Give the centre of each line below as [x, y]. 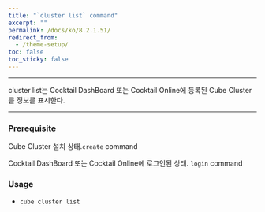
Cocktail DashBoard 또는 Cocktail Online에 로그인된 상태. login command [125, 163]
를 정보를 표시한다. [37, 100]
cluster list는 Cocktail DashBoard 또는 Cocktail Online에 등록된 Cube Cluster [130, 90]
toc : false [26, 52]
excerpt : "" [28, 23]
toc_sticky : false [38, 60]
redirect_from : [33, 37]
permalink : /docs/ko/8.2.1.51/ [60, 30]
